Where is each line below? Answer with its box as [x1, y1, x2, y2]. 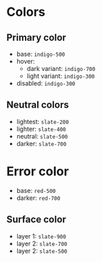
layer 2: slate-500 [16, 246, 68, 255]
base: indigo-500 [16, 50, 65, 58]
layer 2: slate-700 [16, 239, 68, 248]
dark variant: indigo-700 [26, 65, 96, 72]
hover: [16, 57, 35, 65]
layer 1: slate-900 [16, 232, 66, 240]
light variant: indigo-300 [26, 72, 95, 80]
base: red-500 [16, 186, 57, 194]
